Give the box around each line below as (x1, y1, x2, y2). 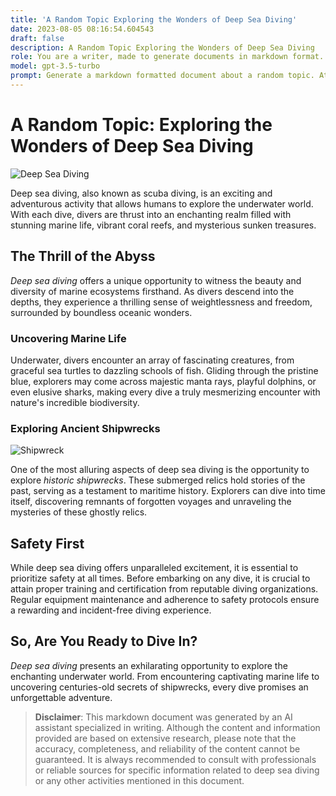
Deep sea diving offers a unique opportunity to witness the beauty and (10, 274, 302, 286)
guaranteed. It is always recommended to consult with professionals (34, 753, 317, 765)
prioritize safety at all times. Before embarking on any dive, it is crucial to (10, 572, 311, 585)
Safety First (10, 535, 85, 552)
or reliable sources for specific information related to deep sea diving (34, 764, 320, 776)
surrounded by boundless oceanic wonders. (10, 306, 193, 318)
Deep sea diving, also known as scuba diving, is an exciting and (10, 187, 273, 199)
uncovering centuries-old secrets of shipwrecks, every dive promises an (10, 681, 309, 693)
